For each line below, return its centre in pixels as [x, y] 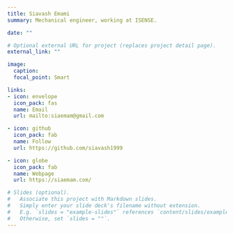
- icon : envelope [32, 96]
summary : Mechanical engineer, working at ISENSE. [82, 20]
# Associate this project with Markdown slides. [82, 200]
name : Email [31, 110]
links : [17, 90]
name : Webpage [34, 174]
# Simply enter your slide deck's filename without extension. [104, 206]
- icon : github [29, 129]
